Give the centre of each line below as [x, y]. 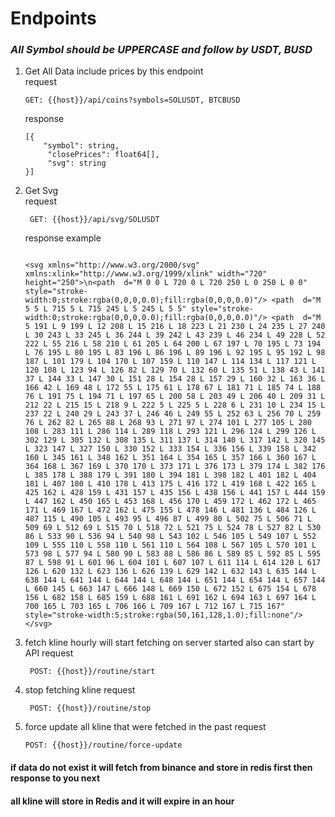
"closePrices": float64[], [103, 155]
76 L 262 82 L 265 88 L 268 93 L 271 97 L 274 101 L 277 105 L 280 [168, 423]
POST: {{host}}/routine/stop [90, 708]
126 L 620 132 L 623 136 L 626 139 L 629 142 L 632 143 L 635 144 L [170, 572]
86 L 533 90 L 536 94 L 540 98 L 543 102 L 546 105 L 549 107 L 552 [170, 537]
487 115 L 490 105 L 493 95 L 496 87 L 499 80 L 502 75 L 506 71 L [168, 519]
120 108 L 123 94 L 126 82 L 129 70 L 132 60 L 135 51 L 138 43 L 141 [175, 370]
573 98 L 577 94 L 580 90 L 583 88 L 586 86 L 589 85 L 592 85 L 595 [173, 554]
